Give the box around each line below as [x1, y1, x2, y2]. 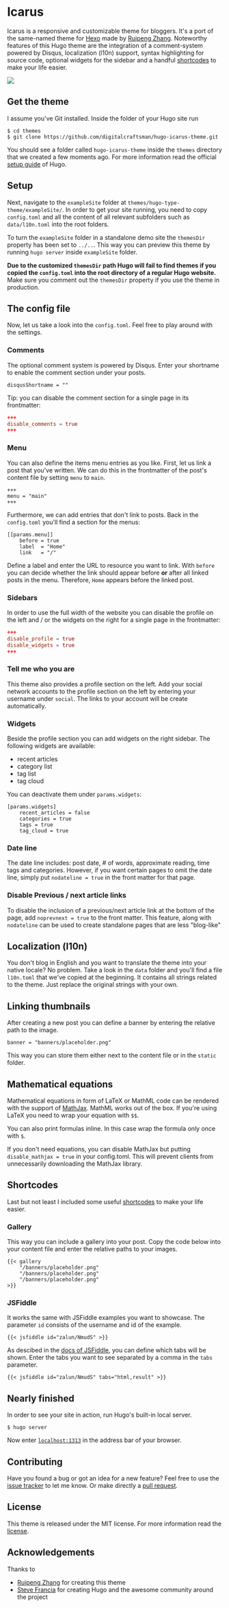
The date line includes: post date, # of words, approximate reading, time [7, 859, 210, 867]
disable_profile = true [7, 635, 75, 642]
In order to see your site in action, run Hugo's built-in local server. [7, 1411, 192, 1419]
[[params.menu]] [7, 531, 53, 538]
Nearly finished [7, 1393, 75, 1404]
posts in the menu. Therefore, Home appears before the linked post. [7, 575, 195, 584]
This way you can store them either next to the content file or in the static [7, 1051, 217, 1059]
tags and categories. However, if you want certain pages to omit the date [7, 866, 213, 874]
